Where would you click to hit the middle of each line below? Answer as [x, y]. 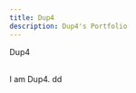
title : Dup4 [32, 18]
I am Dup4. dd [36, 79]
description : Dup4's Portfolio [68, 26]
